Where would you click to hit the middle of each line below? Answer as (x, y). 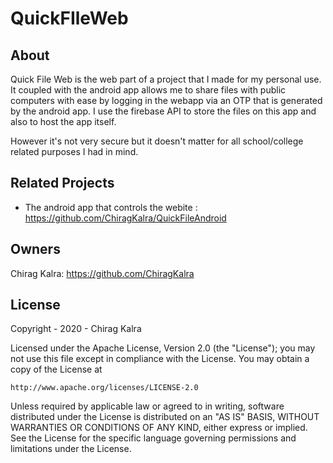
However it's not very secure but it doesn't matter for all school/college (157, 141)
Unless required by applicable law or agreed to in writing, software (147, 406)
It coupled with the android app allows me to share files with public (148, 90)
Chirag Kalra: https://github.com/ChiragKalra (102, 273)
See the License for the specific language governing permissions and (153, 438)
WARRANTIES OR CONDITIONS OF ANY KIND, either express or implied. (159, 428)
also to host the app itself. (63, 121)
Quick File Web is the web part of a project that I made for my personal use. (166, 79)
